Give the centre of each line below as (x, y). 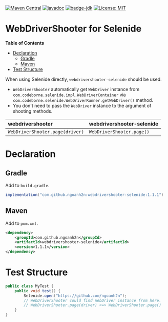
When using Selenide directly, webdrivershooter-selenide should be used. (84, 79)
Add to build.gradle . (27, 185)
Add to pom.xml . (22, 223)
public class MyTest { (29, 286)
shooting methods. (33, 111)
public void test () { (37, 291)
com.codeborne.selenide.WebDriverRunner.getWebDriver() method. (83, 100)
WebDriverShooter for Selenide (73, 29)
